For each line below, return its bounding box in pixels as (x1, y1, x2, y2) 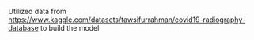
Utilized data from (8, 7, 67, 16)
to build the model (40, 24, 100, 32)
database (8, 24, 40, 32)
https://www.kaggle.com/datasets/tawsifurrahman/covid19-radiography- (8, 15, 246, 24)
